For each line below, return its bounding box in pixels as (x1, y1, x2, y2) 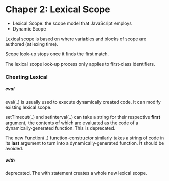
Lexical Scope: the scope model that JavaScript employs (12, 20, 132, 26)
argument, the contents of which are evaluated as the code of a (5, 119, 138, 126)
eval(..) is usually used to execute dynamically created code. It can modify (5, 99, 161, 105)
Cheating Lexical (5, 73, 48, 80)
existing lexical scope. (5, 104, 52, 110)
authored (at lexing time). (5, 41, 59, 47)
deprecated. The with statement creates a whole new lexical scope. (5, 170, 147, 176)
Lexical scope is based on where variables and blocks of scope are (5, 36, 147, 42)
